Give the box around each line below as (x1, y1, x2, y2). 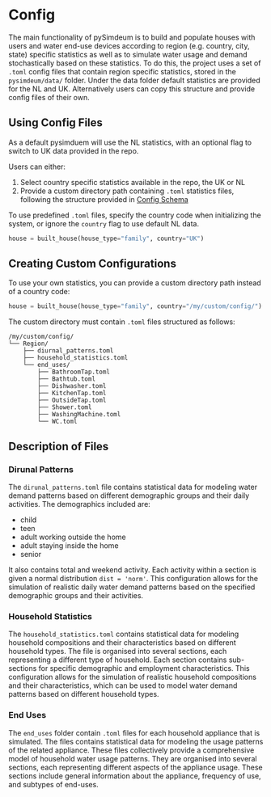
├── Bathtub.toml (37, 375, 95, 383)
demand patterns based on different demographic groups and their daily (8, 491, 250, 500)
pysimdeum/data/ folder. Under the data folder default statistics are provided (8, 75, 260, 85)
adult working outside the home (19, 532, 127, 542)
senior (19, 550, 42, 559)
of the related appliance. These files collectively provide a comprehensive (8, 745, 255, 755)
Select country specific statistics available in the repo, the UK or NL (19, 177, 245, 187)
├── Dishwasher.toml (37, 382, 107, 390)
